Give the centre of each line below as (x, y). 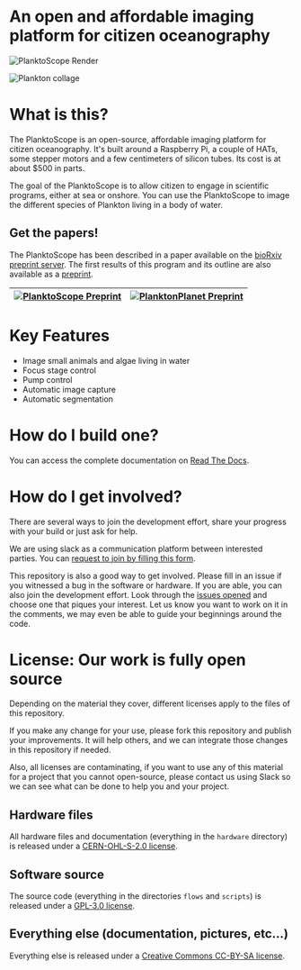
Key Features (60, 335)
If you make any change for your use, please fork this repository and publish (150, 730)
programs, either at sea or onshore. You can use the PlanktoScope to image (150, 195)
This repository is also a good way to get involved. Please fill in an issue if (146, 576)
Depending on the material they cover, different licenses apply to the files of (150, 703)
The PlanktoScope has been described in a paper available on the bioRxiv (146, 255)
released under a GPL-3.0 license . (72, 906)
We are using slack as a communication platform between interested (136, 548)
